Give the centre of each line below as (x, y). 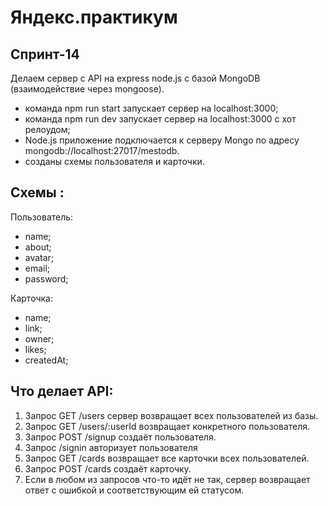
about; (38, 247)
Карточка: (31, 298)
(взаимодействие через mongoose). (87, 89)
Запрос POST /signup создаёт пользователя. (120, 437)
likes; (35, 349)
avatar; (39, 257)
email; (37, 268)
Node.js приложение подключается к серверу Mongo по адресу (162, 140)
